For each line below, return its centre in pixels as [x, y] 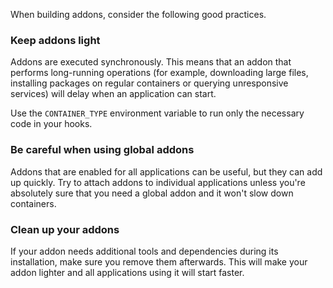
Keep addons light [55, 40]
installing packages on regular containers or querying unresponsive [149, 83]
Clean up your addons [65, 229]
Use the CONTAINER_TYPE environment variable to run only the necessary [157, 113]
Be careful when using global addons [102, 150]
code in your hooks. [51, 124]
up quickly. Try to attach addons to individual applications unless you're [158, 182]
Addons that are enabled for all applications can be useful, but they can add [166, 171]
